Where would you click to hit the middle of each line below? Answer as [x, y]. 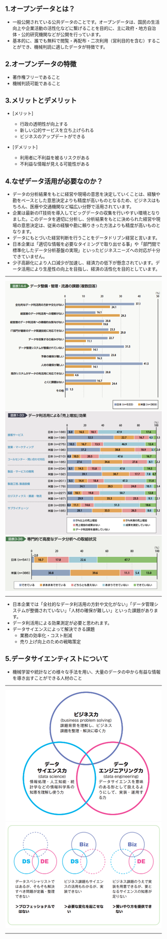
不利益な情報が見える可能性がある [55, 164]
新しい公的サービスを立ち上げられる [57, 130]
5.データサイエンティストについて [57, 659]
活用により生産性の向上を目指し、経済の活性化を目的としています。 [90, 269]
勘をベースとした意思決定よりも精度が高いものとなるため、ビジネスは [84, 201]
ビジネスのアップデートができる [52, 137]
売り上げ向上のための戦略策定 [50, 641]
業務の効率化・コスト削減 [46, 635]
